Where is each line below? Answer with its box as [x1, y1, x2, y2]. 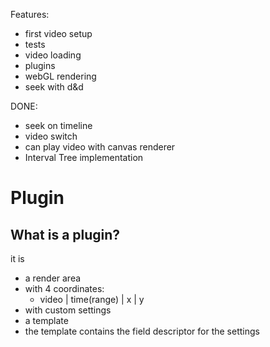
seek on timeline [24, 120, 93, 131]
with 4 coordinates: [24, 283, 105, 294]
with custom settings [24, 304, 112, 316]
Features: [10, 9, 50, 20]
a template [24, 315, 69, 326]
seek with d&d [24, 81, 84, 93]
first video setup [24, 28, 93, 39]
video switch [24, 130, 78, 142]
